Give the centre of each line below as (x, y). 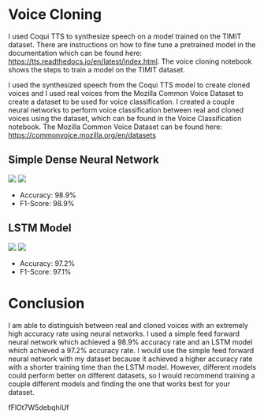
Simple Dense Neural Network (84, 160)
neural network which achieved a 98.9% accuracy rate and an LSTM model (130, 342)
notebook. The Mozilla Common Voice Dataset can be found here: (115, 127)
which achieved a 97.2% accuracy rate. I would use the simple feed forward (131, 350)
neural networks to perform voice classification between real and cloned (126, 110)
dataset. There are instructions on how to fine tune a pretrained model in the (132, 44)
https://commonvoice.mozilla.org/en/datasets (82, 134)
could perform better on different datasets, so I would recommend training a (132, 375)
